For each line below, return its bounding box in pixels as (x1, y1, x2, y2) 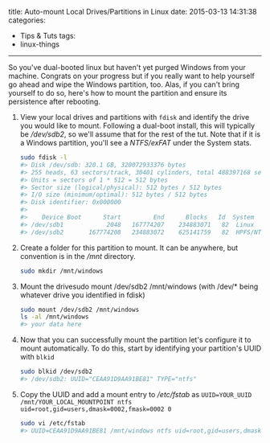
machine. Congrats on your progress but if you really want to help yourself (8, 72, 255, 80)
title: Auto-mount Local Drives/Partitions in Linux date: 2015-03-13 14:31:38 (8, 7, 257, 16)
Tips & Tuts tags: (19, 31, 76, 40)
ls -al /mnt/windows (19, 313, 89, 321)
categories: (8, 15, 46, 25)
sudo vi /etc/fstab (19, 419, 86, 427)
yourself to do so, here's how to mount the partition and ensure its (8, 88, 227, 97)
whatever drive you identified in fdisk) (19, 289, 146, 300)
